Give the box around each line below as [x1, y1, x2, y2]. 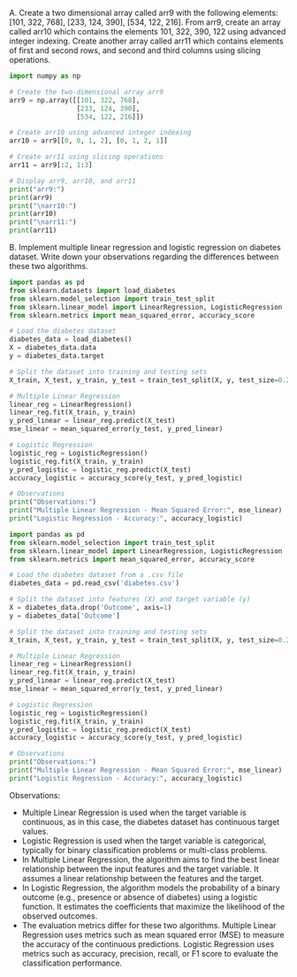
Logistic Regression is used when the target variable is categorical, [21, 835, 267, 846]
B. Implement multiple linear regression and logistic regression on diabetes [9, 242, 281, 252]
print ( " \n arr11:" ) [9, 218, 77, 227]
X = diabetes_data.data [9, 343, 97, 352]
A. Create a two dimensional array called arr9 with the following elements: [9, 8, 278, 18]
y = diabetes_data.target [9, 351, 104, 360]
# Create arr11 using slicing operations [9, 152, 164, 162]
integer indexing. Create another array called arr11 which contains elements [9, 35, 285, 46]
